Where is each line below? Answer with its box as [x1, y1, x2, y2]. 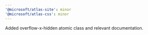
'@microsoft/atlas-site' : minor [5, 7, 71, 12]
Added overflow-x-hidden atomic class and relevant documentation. [5, 25, 144, 31]
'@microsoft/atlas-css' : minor [5, 12, 69, 17]
